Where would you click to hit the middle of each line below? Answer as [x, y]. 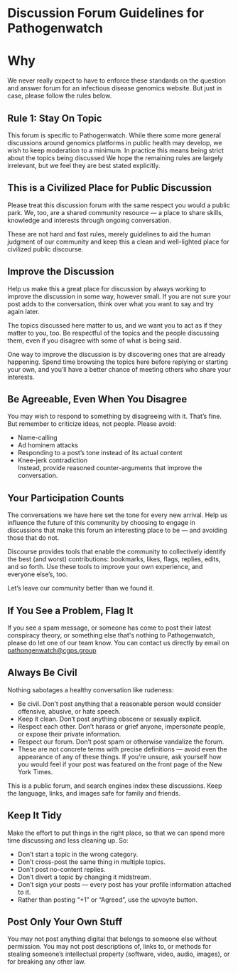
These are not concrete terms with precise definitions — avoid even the [122, 749]
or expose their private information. [69, 734]
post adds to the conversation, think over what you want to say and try [111, 303]
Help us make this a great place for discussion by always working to [107, 288]
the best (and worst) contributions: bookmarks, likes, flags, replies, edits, [114, 559]
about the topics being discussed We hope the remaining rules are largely [115, 157]
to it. [24, 892]
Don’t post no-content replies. [61, 869]
